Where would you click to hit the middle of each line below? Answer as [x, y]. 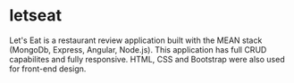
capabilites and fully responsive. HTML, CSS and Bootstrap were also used [147, 59]
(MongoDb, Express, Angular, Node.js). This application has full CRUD [138, 49]
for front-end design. [48, 69]
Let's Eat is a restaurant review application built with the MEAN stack [136, 40]
